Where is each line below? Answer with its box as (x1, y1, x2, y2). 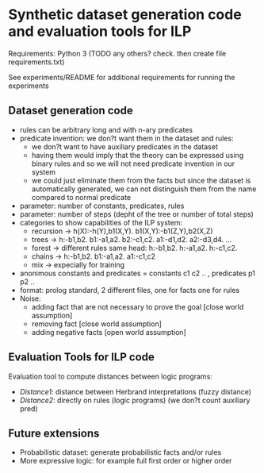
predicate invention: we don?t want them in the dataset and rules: (19, 133, 234, 143)
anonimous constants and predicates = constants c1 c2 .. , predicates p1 (19, 268, 256, 278)
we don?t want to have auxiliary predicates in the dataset (31, 141, 218, 152)
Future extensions (8, 426, 100, 440)
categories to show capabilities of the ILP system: (19, 217, 182, 227)
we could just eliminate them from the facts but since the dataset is (31, 175, 251, 185)
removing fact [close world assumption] (31, 319, 163, 329)
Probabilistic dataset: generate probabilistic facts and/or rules (19, 448, 222, 457)
